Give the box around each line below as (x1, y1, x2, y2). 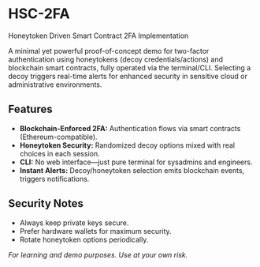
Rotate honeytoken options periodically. (19, 235, 149, 244)
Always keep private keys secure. (19, 218, 129, 228)
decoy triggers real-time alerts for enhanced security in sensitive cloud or (8, 71, 248, 81)
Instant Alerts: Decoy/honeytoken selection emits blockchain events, (19, 165, 245, 175)
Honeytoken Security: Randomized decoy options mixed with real (19, 140, 235, 150)
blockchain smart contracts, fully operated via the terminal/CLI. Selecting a (8, 62, 251, 72)
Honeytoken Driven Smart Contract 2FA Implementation (8, 31, 189, 40)
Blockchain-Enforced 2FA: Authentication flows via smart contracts (19, 123, 241, 133)
